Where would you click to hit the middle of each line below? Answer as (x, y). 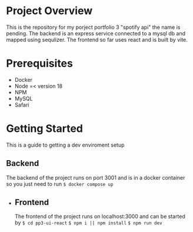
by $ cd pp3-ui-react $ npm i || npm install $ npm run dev (89, 223)
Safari (22, 105)
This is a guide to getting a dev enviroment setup (65, 145)
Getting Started (45, 129)
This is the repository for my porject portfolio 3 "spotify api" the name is (93, 27)
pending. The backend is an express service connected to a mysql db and (96, 33)
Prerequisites (40, 64)
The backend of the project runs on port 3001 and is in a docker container (96, 177)
